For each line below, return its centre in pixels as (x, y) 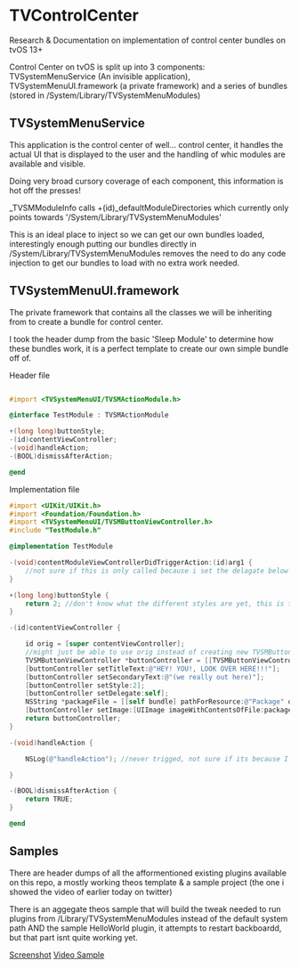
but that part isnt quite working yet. (73, 937)
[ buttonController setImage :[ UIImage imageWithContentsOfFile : (145, 710)
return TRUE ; (49, 799)
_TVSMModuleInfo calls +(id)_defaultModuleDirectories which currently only (149, 208)
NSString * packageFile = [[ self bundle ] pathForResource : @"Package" (155, 702)
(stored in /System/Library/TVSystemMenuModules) (105, 95)
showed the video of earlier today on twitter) (91, 892)
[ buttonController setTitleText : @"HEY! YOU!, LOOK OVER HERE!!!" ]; (153, 669)
